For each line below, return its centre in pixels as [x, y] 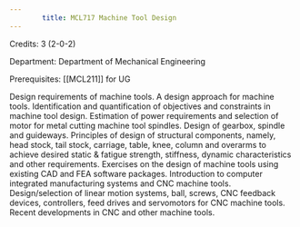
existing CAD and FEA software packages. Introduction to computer [136, 173]
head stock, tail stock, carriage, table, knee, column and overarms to [138, 144]
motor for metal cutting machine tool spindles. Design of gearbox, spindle [147, 125]
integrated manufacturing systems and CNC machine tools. [120, 183]
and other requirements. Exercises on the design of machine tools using [144, 163]
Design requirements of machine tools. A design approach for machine [142, 96]
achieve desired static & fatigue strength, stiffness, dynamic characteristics [150, 154]
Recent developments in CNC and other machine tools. [112, 212]
